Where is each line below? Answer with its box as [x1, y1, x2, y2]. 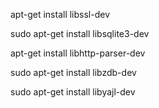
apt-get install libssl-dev [10, 9, 111, 20]
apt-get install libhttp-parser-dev [10, 47, 146, 59]
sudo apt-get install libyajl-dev [10, 86, 136, 98]
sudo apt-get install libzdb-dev [10, 67, 137, 78]
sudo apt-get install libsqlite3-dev [10, 28, 150, 39]
